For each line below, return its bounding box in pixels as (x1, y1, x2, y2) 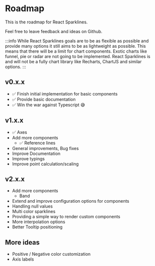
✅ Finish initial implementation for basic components (12, 91, 118, 96)
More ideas (5, 238, 40, 247)
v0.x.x (5, 78, 25, 86)
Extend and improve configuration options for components (12, 198, 130, 204)
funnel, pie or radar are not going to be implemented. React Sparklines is (5, 53, 151, 59)
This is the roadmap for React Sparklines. (5, 19, 88, 25)
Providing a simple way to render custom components (12, 214, 121, 220)
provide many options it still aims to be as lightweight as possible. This (5, 43, 146, 49)
